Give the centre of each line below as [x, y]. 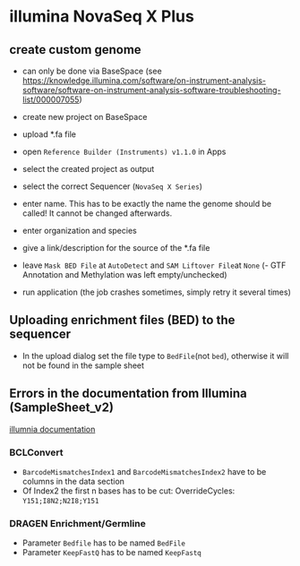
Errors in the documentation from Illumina [129, 394]
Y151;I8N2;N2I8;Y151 [60, 501]
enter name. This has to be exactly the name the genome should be [146, 204]
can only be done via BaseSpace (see [92, 71]
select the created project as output [88, 169]
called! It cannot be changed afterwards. [97, 213]
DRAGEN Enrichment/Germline [77, 523]
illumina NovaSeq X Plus [102, 17]
